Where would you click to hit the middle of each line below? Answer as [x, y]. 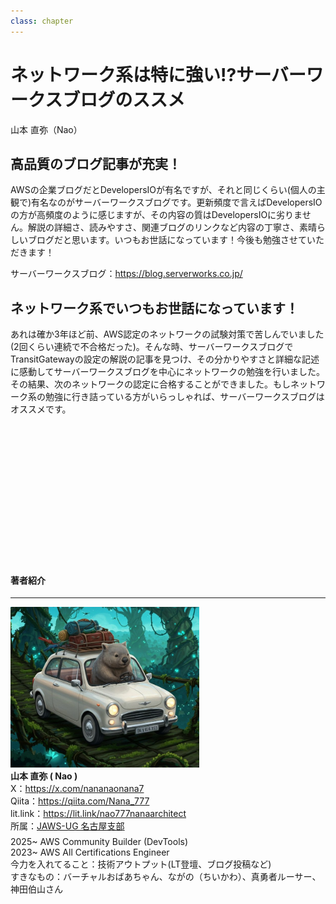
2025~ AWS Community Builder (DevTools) [99, 841]
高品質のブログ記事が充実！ [96, 163]
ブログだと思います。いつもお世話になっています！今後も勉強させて [167, 240]
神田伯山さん [36, 889]
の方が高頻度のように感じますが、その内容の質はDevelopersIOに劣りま [156, 215]
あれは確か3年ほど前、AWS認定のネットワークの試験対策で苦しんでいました [167, 334]
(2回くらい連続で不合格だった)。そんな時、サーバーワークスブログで [152, 347]
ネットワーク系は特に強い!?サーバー [158, 74]
